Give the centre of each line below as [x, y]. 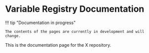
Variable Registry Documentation [75, 9]
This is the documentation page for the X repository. [58, 45]
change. [13, 36]
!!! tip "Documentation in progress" [40, 23]
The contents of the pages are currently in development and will [75, 31]
